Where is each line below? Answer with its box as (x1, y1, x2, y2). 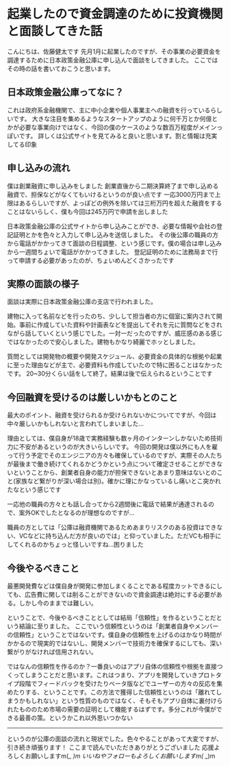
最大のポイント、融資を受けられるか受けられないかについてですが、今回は (7, 411, 217, 419)
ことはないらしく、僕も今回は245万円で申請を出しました (7, 207, 168, 216)
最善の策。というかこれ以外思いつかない (18, 714, 133, 721)
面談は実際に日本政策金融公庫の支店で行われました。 (7, 297, 157, 306)
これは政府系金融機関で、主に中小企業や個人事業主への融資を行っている (7, 106, 211, 114)
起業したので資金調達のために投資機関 (7, 6, 224, 22)
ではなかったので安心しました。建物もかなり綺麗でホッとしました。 (7, 338, 199, 346)
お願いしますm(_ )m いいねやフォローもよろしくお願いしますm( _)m (25, 752, 216, 760)
